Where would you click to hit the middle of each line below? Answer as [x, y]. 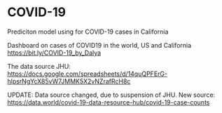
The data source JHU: [39, 66]
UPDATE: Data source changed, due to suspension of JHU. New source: [111, 95]
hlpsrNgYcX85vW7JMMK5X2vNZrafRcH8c [69, 81]
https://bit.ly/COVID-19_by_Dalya [54, 53]
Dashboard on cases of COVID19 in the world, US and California [99, 45]
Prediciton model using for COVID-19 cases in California [88, 32]
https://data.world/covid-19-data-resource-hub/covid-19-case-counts [109, 102]
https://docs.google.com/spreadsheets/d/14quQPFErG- [88, 74]
